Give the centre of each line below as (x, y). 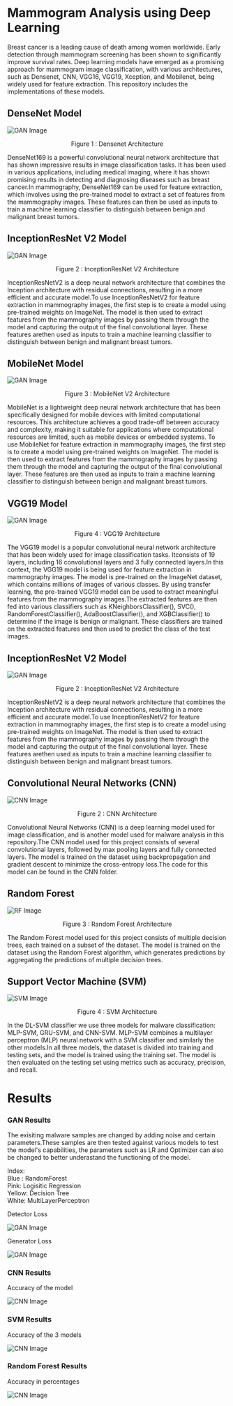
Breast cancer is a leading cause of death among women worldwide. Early (114, 47)
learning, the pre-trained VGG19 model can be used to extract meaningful (113, 592)
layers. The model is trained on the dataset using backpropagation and (109, 857)
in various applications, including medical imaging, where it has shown (108, 172)
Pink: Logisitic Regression (44, 1186)
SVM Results (30, 1319)
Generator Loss (30, 1241)
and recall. (22, 1070)
